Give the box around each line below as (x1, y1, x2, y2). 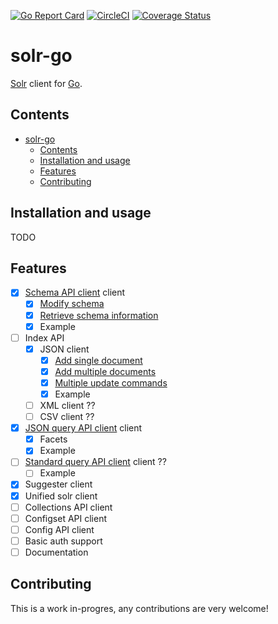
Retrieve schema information (39, 309, 159, 321)
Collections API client (24, 501, 113, 513)
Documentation (24, 546, 89, 558)
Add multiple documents (54, 365, 157, 377)
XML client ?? (39, 400, 96, 411)
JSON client (39, 343, 90, 355)
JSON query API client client (24, 422, 143, 434)
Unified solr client (24, 490, 98, 502)
